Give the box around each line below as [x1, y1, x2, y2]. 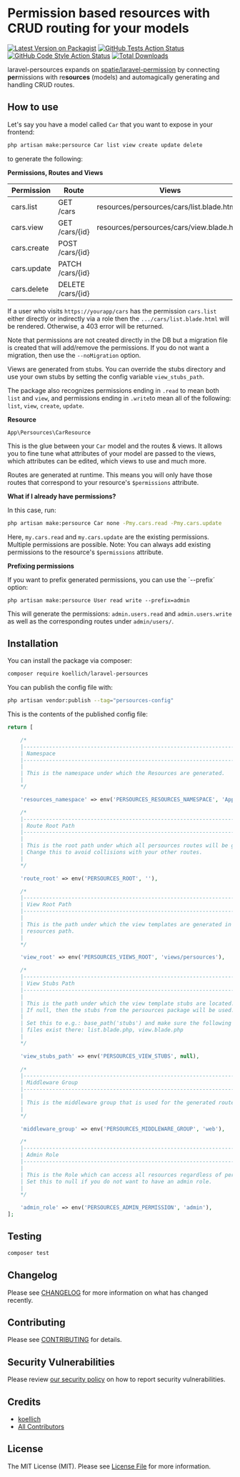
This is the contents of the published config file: [7, 710, 148, 719]
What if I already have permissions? [7, 491, 116, 501]
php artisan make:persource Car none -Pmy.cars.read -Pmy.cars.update [7, 519, 222, 526]
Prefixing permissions [7, 561, 75, 570]
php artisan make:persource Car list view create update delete [7, 141, 203, 149]
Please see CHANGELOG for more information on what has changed [7, 1288, 209, 1297]
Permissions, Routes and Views [7, 168, 104, 176]
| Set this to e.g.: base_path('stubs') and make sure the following [20, 1020, 232, 1027]
